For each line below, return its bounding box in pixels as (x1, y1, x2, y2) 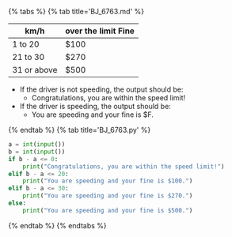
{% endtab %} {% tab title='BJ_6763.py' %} (8, 126, 151, 134)
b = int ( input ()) (8, 148, 66, 156)
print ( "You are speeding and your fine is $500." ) (22, 206, 193, 214)
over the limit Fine (65, 25, 135, 36)
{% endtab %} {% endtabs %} (8, 220, 107, 230)
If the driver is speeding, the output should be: (19, 102, 172, 111)
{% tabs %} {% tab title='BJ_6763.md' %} (8, 7, 145, 16)
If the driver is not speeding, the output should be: (19, 85, 184, 94)
